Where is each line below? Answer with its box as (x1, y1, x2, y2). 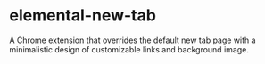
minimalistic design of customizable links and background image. (9, 44, 250, 54)
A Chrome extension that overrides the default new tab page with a (9, 35, 256, 45)
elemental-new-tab (9, 5, 156, 26)
